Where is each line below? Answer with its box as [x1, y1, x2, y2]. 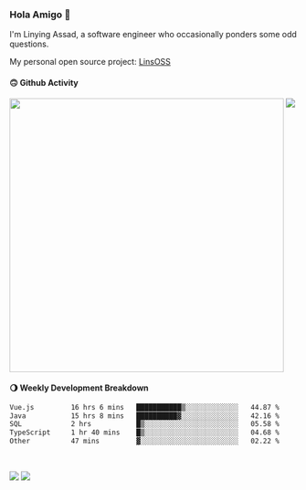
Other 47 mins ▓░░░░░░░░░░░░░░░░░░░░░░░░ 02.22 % [9, 437, 280, 446]
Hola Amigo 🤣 [9, 8, 71, 21]
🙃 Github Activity [9, 77, 79, 88]
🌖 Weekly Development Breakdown [9, 382, 149, 393]
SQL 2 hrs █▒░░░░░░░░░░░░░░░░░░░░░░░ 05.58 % [9, 420, 280, 429]
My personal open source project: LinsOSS [9, 57, 172, 68]
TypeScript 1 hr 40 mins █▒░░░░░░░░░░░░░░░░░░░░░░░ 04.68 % [9, 428, 280, 437]
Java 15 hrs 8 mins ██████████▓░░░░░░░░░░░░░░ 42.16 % [9, 411, 280, 421]
